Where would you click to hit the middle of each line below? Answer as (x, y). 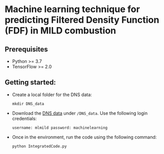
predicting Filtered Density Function (82, 20)
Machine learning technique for (72, 9)
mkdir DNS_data (28, 104)
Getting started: (30, 82)
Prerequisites (26, 49)
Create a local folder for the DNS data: (52, 95)
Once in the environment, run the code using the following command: (84, 137)
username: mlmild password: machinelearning (60, 128)
